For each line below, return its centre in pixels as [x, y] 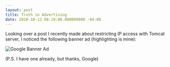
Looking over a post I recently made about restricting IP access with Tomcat [85, 34]
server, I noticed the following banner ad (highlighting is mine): [71, 39]
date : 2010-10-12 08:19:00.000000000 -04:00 [53, 19]
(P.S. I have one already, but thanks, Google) [52, 59]
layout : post [19, 10]
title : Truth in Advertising [36, 15]
